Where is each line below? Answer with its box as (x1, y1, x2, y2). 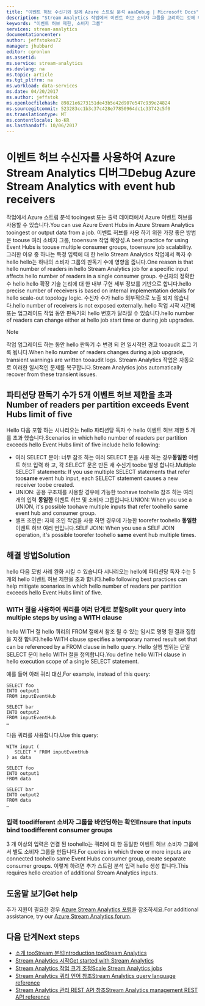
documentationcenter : (6, 32, 62, 38)
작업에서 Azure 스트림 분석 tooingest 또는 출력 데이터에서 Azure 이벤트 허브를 (6, 213, 193, 221)
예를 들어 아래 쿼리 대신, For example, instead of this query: (6, 670, 151, 678)
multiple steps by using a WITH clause (6, 613, 123, 621)
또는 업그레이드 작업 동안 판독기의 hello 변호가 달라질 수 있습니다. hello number (6, 309, 195, 317)
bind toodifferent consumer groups (6, 826, 113, 834)
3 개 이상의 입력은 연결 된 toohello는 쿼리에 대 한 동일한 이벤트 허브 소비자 (6, 840, 182, 848)
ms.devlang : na (6, 65, 45, 72)
